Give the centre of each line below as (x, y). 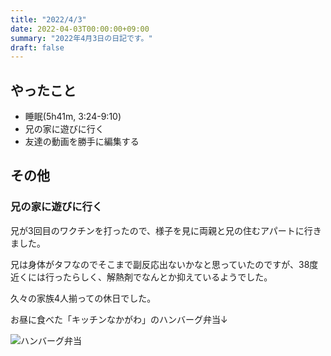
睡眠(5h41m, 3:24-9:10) (73, 117)
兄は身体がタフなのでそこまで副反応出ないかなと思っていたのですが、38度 (164, 264)
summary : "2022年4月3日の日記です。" (81, 38)
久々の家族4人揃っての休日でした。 (83, 298)
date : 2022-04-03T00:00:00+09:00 (80, 29)
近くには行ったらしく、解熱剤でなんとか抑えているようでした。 (141, 277)
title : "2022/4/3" (48, 19)
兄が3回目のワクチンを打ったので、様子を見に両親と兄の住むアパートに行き (166, 230)
